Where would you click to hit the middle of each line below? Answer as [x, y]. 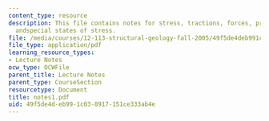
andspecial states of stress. [66, 30]
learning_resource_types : [51, 53]
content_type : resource [48, 16]
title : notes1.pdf [39, 97]
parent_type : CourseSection [55, 82]
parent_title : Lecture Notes [57, 75]
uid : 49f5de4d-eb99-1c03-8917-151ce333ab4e [82, 104]
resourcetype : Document [48, 90]
